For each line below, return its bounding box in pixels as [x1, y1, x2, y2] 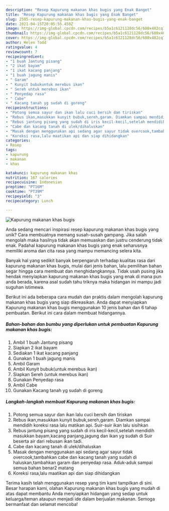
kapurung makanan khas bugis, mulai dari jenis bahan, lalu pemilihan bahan [6, 263, 162, 269]
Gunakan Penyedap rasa [13, 376, 64, 382]
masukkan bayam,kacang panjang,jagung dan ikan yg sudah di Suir [13, 433, 152, 439]
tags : [6, 148, 17, 153]
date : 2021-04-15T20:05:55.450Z [6, 21, 73, 27]
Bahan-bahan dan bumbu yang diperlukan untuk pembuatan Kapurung [6, 321, 158, 327]
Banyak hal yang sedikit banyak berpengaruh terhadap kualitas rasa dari [6, 257, 155, 264]
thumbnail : [6, 31, 29, 36]
